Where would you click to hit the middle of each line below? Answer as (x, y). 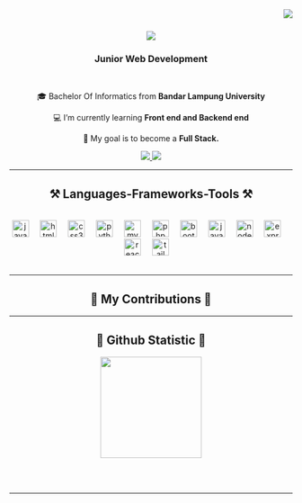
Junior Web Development (151, 59)
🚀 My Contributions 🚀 (151, 299)
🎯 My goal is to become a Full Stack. (151, 139)
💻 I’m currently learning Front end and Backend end (151, 118)
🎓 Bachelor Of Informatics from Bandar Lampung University (151, 96)
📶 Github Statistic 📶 (151, 340)
